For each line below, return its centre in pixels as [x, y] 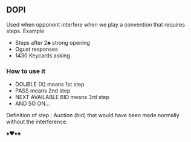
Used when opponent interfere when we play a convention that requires [96, 24]
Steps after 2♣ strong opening [53, 42]
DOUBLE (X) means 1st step [50, 85]
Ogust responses [37, 49]
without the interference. [37, 122]
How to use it [26, 71]
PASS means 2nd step [43, 91]
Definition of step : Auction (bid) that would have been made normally [93, 115]
